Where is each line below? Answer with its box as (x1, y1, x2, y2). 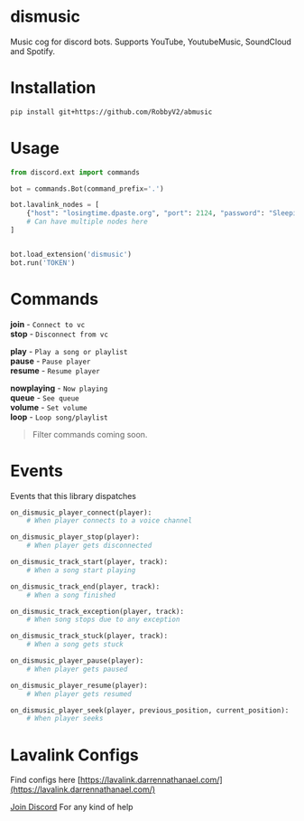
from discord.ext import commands (10, 167, 141, 177)
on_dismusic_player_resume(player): (10, 681, 148, 690)
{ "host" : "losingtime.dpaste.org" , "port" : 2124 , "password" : (26, 209, 265, 218)
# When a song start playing (26, 565, 136, 575)
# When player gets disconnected (26, 541, 152, 551)
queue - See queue (10, 392, 79, 403)
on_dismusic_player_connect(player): (10, 508, 152, 517)
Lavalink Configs (10, 744, 139, 765)
